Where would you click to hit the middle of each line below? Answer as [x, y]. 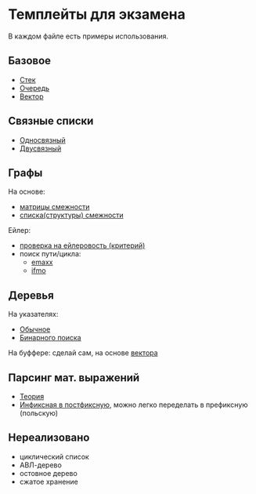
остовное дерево [49, 473]
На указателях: [33, 314]
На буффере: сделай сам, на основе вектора [83, 353]
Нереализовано [49, 438]
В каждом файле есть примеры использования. [88, 36]
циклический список [54, 456]
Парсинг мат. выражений [74, 378]
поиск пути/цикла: [50, 254]
